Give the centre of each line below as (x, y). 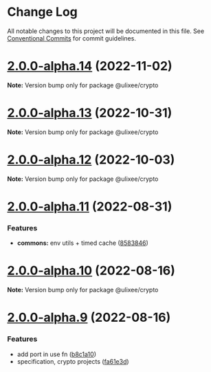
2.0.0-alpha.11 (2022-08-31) (90, 206)
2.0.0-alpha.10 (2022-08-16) (91, 271)
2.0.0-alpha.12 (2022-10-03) (91, 160)
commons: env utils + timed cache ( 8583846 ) (83, 243)
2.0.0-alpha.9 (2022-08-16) (89, 318)
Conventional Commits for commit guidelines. (71, 38)
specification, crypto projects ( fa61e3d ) (73, 361)
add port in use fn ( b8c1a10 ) (56, 354)
